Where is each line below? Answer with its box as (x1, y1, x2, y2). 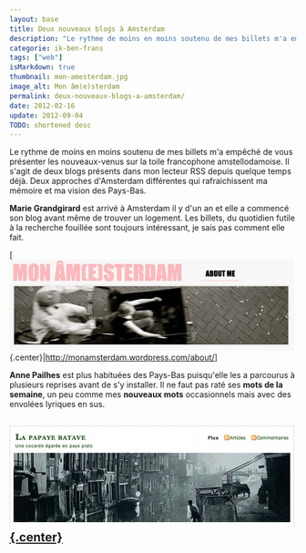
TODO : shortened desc (9, 120, 92, 129)
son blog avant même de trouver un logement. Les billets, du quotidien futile (9, 212, 296, 223)
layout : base (9, 15, 59, 24)
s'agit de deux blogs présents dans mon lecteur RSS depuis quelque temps (9, 166, 291, 177)
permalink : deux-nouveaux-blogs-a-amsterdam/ (9, 91, 185, 100)
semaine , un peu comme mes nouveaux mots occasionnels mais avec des (9, 389, 291, 400)
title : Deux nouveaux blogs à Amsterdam (9, 24, 166, 34)
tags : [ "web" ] (9, 53, 64, 63)
